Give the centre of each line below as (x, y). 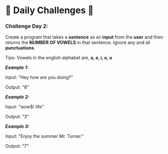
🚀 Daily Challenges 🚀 (50, 10)
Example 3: (17, 127)
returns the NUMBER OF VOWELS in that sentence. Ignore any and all (78, 43)
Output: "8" (17, 87)
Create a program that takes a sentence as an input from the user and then (84, 37)
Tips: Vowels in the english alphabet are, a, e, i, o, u (59, 58)
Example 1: (17, 67)
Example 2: (17, 97)
